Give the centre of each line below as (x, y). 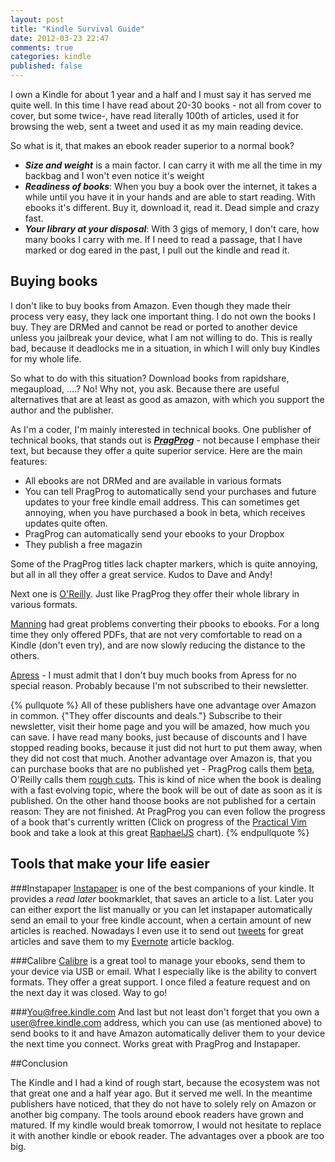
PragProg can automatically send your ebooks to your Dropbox (154, 533)
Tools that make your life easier (110, 864)
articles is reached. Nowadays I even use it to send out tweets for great (157, 930)
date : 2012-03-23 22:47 (60, 38)
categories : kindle (51, 57)
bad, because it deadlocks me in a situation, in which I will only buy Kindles (165, 348)
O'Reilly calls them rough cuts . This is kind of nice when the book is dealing (166, 779)
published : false (46, 66)
